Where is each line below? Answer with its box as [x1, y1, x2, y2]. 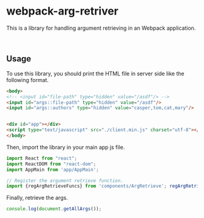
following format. [6, 76, 49, 83]
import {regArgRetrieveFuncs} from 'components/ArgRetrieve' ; [6, 183, 167, 189]
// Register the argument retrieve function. [6, 177, 123, 183]
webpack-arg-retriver [6, 4, 119, 18]
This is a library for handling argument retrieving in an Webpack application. [6, 24, 196, 32]
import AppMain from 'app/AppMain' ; [6, 166, 99, 172]
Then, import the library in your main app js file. [6, 143, 125, 151]
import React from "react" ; [6, 155, 78, 162]
